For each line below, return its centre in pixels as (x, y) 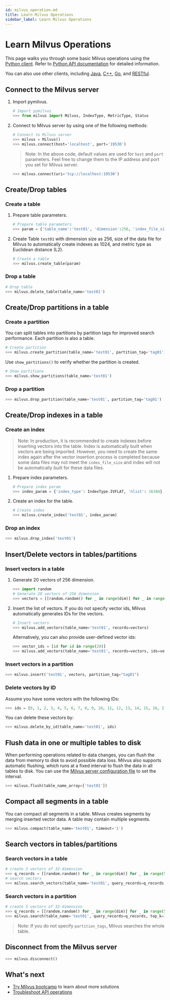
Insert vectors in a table (35, 569)
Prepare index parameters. (40, 477)
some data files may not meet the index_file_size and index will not (89, 462)
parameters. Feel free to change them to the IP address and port (92, 159)
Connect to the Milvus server (52, 89)
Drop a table (20, 277)
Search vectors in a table (36, 859)
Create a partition (27, 322)
